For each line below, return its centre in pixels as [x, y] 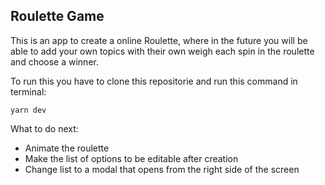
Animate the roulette [67, 148]
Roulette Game [57, 16]
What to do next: [44, 128]
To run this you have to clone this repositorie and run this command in [154, 81]
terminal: [28, 91]
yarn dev [28, 110]
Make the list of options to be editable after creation [131, 158]
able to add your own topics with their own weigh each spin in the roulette [162, 51]
